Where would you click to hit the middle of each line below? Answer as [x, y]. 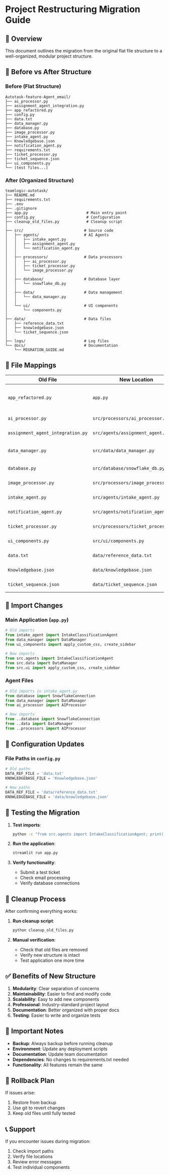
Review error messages [37, 1162]
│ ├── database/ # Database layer [63, 279]
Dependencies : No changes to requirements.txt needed [71, 1059]
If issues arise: [20, 1093]
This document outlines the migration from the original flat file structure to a [84, 51]
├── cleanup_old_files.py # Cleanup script [64, 222]
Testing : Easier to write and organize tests [56, 1015]
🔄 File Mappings [31, 365]
